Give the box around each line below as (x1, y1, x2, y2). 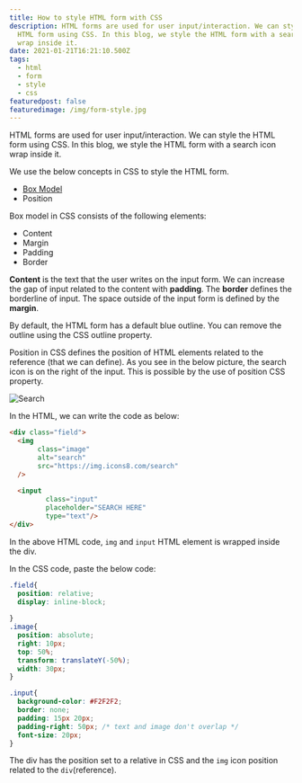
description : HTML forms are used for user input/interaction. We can (9, 22, 280, 31)
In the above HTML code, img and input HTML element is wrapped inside (9, 536, 280, 547)
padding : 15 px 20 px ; (17, 714, 94, 723)
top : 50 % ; (17, 647, 54, 656)
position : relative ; (17, 589, 94, 598)
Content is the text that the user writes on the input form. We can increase (9, 274, 285, 285)
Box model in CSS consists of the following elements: (9, 210, 207, 221)
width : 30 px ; (17, 664, 67, 673)
